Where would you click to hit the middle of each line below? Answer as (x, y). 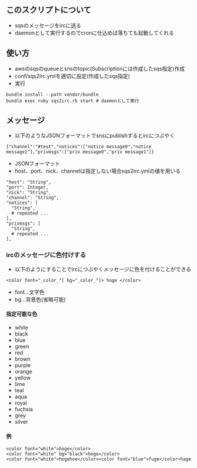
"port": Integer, (27, 187)
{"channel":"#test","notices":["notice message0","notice (79, 147)
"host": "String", (29, 182)
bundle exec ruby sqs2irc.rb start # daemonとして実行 (73, 101)
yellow (22, 378)
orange (23, 371)
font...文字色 (29, 292)
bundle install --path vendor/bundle (52, 95)
